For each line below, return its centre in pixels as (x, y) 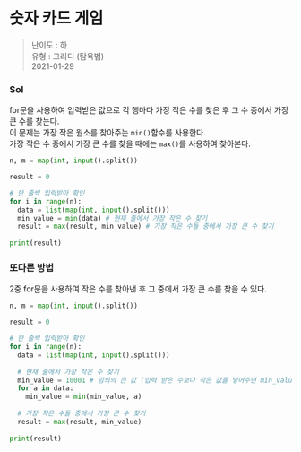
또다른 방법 (32, 268)
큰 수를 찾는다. (34, 121)
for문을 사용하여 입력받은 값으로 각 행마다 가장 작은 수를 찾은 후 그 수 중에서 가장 (149, 110)
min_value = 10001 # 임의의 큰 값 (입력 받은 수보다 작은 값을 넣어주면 (137, 380)
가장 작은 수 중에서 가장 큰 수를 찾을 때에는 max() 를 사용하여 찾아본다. (130, 143)
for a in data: (46, 388)
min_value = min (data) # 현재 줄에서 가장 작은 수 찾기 (112, 218)
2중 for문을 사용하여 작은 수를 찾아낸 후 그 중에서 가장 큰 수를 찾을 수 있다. (138, 289)
